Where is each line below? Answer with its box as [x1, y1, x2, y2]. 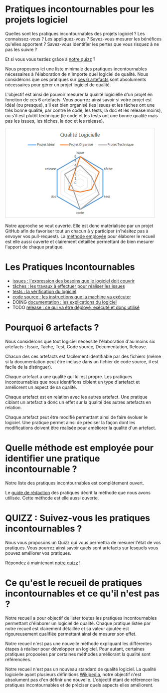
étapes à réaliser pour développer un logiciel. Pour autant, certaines [5, 646, 145, 652]
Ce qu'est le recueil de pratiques [5, 577, 143, 588]
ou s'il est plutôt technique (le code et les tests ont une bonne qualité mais [5, 112, 158, 118]
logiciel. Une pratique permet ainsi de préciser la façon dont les [5, 419, 136, 425]
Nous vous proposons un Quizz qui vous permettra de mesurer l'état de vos [5, 539, 161, 545]
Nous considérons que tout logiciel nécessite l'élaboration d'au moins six [5, 338, 156, 344]
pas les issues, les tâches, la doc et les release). [5, 118, 104, 124]
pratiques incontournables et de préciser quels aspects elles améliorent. [5, 682, 154, 688]
